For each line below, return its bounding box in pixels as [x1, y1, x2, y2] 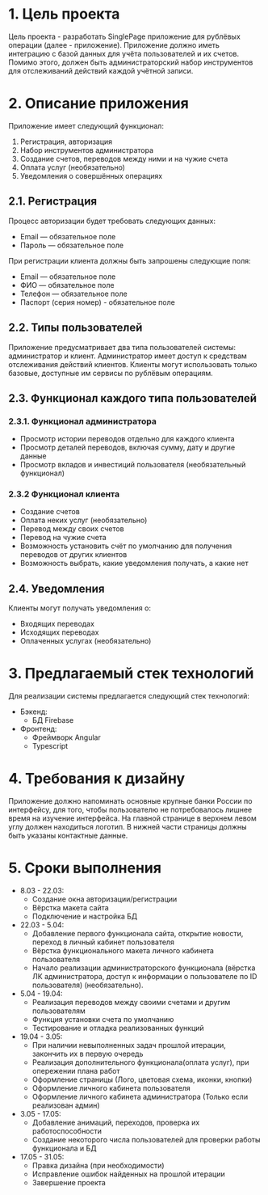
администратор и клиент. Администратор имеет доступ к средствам [8, 351, 248, 361]
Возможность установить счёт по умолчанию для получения [19, 541, 232, 551]
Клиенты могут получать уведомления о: [8, 603, 152, 613]
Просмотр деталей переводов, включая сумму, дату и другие [19, 442, 236, 453]
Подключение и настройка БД [31, 911, 138, 922]
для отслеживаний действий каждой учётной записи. [8, 65, 194, 75]
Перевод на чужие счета [19, 533, 107, 543]
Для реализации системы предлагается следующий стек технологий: [8, 691, 250, 701]
